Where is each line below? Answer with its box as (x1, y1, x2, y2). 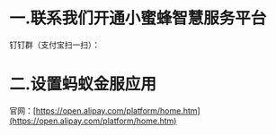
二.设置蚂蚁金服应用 (9, 74, 157, 95)
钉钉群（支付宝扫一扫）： (9, 39, 101, 50)
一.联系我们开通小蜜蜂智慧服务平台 (9, 8, 267, 29)
